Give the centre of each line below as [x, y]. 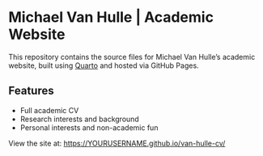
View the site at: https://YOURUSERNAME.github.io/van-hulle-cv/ [117, 143]
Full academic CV [49, 110]
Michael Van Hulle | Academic [111, 17]
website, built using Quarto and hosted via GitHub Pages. [104, 65]
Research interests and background [79, 119]
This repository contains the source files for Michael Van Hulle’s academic [132, 57]
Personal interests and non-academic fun [89, 127]
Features [31, 91]
